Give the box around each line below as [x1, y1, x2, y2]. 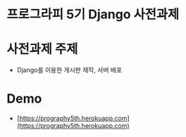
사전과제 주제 [6, 41, 78, 57]
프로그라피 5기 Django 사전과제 [6, 6, 180, 22]
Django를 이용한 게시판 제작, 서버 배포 [16, 66, 123, 74]
